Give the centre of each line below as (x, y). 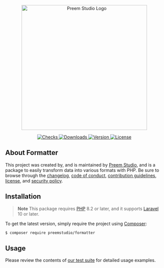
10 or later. (28, 214)
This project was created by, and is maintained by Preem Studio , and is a (80, 164)
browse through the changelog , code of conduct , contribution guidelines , (81, 175)
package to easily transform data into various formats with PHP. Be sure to (82, 170)
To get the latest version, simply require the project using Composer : (76, 223)
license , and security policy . (34, 180)
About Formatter (32, 153)
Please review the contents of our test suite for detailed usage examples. (80, 260)
